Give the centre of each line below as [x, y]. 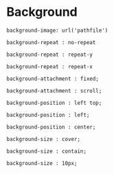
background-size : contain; [47, 151]
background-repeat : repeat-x [50, 66]
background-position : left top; [54, 103]
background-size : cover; [43, 139]
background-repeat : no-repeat [51, 42]
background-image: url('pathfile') [57, 30]
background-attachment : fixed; [53, 79]
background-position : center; [51, 127]
